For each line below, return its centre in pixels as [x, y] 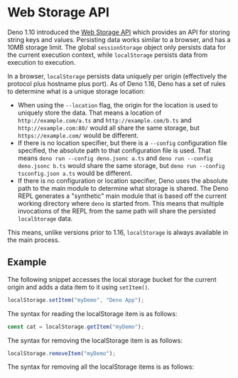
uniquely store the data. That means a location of [90, 112]
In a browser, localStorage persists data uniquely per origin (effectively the [117, 76]
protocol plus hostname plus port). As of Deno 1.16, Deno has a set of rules [117, 83]
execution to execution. [42, 62]
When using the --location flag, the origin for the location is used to [118, 105]
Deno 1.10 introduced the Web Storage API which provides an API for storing [119, 32]
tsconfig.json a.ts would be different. [75, 173]
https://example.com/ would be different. [78, 135]
